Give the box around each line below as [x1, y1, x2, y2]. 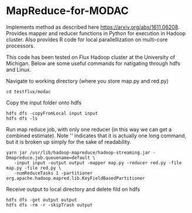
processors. [6, 42, 35, 49]
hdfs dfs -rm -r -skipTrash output [6, 202, 93, 208]
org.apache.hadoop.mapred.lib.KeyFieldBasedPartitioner [6, 175, 145, 181]
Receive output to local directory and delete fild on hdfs [6, 185, 140, 192]
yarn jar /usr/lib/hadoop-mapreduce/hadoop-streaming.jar [6, 150, 150, 155]
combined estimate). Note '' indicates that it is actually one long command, [6, 132, 187, 139]
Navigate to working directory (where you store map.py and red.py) [6, 77, 169, 84]
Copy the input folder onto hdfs [6, 99, 82, 106]
